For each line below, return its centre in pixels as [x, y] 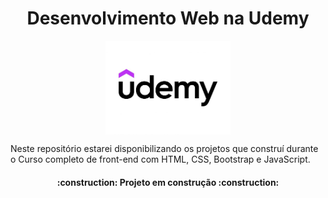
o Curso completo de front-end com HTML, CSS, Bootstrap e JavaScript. [160, 159]
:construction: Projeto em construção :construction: [168, 182]
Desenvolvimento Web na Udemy [168, 18]
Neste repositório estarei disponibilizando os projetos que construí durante [164, 149]
